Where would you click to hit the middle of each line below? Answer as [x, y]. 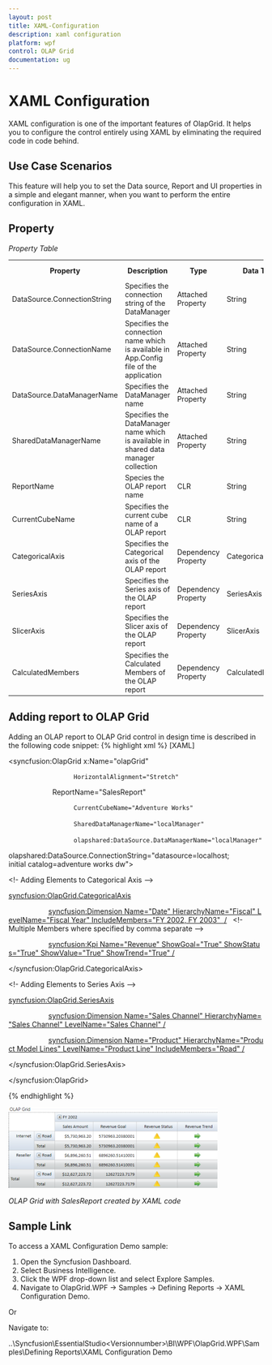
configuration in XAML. [47, 203]
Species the [144, 478]
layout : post [30, 17]
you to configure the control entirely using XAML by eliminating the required [135, 132]
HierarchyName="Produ [223, 1040]
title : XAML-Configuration [54, 26]
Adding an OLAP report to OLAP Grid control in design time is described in [132, 736]
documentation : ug [39, 60]
